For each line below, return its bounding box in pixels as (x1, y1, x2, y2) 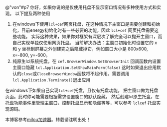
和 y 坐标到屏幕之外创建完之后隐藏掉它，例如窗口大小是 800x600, (12, 46, 148, 52)
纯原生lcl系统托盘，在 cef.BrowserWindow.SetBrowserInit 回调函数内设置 (12, 59, 161, 64)
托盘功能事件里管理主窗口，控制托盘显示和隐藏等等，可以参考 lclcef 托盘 (5, 100, 157, 106)
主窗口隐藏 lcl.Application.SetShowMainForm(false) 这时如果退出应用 (12, 64, 157, 70)
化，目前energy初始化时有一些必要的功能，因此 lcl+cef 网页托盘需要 (12, 27, 155, 33)
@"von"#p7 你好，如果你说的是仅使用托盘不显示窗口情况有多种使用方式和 (5, 4, 157, 10)
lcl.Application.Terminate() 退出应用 (12, 77, 91, 83)
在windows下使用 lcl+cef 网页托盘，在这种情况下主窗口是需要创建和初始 (12, 21, 161, 27)
